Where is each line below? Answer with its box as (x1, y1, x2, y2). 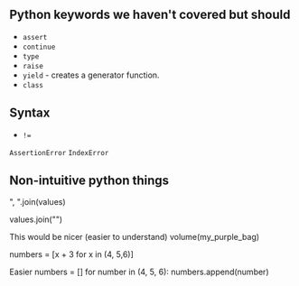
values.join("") (9, 214, 63, 225)
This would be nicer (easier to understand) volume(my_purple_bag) (9, 232, 260, 243)
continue (22, 42, 56, 51)
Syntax (9, 106, 51, 121)
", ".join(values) (9, 197, 66, 208)
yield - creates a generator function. (22, 69, 160, 80)
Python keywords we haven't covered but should (9, 7, 291, 23)
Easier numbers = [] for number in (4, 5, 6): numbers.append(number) (9, 266, 269, 278)
